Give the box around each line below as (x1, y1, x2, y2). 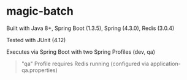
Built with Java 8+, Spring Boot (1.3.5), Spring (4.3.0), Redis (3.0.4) (6, 24, 175, 32)
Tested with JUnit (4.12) (6, 36, 66, 43)
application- (150, 60, 181, 67)
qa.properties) (21, 66, 58, 74)
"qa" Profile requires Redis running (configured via (21, 60, 149, 67)
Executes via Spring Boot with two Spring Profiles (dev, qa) (6, 48, 155, 56)
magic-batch (6, 4, 74, 18)
